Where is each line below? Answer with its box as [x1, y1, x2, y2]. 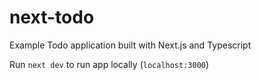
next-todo [9, 6, 95, 29]
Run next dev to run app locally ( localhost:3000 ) [9, 58, 210, 70]
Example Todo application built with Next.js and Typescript [9, 39, 252, 51]
